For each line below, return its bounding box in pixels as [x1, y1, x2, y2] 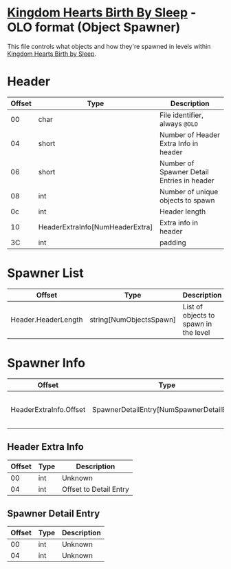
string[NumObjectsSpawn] [89, 315, 177, 324]
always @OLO [159, 118, 198, 128]
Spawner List [7, 265, 84, 281]
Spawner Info [7, 355, 86, 371]
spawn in [182, 319, 212, 329]
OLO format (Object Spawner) [7, 19, 181, 35]
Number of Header [159, 130, 220, 139]
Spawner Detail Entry [7, 508, 100, 519]
